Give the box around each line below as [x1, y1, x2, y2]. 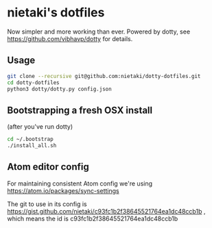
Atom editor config [7, 161, 89, 173]
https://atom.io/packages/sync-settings [7, 186, 119, 194]
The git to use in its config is [7, 200, 87, 208]
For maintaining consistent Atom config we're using [7, 179, 153, 188]
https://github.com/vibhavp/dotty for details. [7, 34, 133, 42]
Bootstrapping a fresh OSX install [7, 104, 153, 116]
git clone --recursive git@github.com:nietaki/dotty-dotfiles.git [7, 73, 201, 79]
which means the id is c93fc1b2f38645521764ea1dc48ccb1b [7, 214, 178, 223]
